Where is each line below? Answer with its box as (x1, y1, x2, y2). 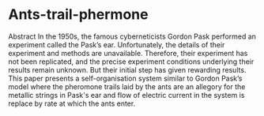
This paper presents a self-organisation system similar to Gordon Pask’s (8, 73, 243, 83)
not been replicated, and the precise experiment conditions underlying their (8, 57, 255, 66)
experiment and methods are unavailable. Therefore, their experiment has (8, 48, 248, 58)
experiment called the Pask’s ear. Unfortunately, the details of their (8, 39, 225, 49)
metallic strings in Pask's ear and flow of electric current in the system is (8, 90, 245, 99)
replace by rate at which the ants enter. (8, 99, 136, 108)
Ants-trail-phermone (8, 6, 149, 24)
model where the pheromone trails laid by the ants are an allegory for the (8, 81, 246, 92)
